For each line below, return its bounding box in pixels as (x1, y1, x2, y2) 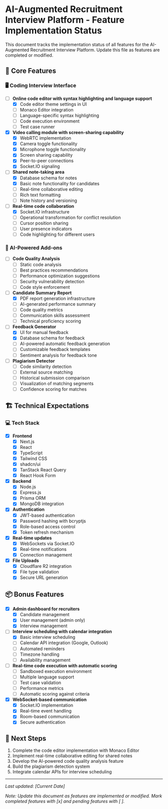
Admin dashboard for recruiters (12, 606, 80, 612)
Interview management (19, 623, 67, 629)
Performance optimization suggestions (19, 273, 100, 279)
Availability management (19, 657, 71, 663)
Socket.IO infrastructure (19, 208, 70, 214)
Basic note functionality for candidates (19, 180, 100, 186)
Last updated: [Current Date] (5, 783, 65, 789)
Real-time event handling (19, 708, 71, 714)
